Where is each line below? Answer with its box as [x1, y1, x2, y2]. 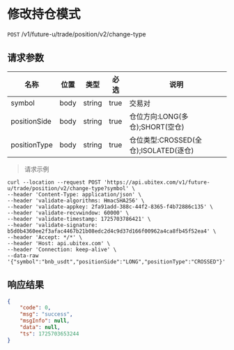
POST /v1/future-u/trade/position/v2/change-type [7, 29, 146, 38]
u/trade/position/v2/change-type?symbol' [7, 184, 130, 192]
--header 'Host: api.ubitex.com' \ [7, 240, 111, 247]
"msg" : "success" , [19, 311, 73, 318]
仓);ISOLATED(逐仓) [129, 145, 194, 155]
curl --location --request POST [7, 179, 101, 186]
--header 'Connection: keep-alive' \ [7, 246, 117, 253]
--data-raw [7, 252, 39, 259]
